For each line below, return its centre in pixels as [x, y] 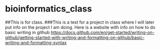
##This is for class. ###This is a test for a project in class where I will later [80, 22]
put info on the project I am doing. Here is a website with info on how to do [80, 27]
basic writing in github [27, 32]
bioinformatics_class [48, 9]
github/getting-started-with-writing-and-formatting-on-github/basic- [75, 37]
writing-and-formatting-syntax [36, 42]
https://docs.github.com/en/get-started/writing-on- [103, 32]
